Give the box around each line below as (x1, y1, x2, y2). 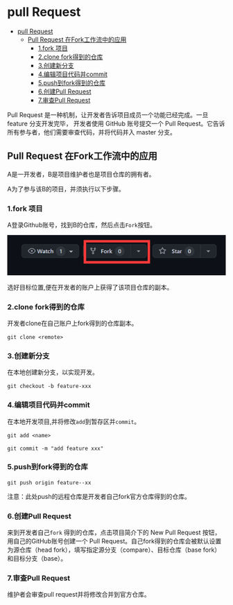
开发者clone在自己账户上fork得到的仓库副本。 (7, 319, 138, 327)
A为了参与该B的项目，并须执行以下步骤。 (7, 184, 125, 193)
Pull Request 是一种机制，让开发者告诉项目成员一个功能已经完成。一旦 (7, 110, 209, 119)
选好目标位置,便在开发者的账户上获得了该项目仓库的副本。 (7, 283, 173, 291)
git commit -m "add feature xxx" (7, 445, 104, 452)
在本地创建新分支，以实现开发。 (7, 368, 98, 376)
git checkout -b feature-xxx (7, 383, 92, 390)
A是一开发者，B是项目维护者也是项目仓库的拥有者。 (7, 170, 155, 178)
